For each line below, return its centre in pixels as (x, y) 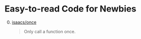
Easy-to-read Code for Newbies (70, 9)
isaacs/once (24, 22)
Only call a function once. (50, 31)
